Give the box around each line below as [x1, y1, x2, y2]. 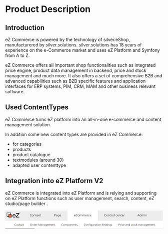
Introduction [5, 23, 45, 32]
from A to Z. [5, 52, 30, 58]
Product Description [5, 3, 91, 15]
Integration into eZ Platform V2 [5, 177, 103, 185]
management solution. [5, 121, 51, 128]
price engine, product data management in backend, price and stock [5, 67, 146, 73]
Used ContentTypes [5, 103, 69, 112]
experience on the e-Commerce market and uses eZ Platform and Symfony [5, 47, 160, 53]
